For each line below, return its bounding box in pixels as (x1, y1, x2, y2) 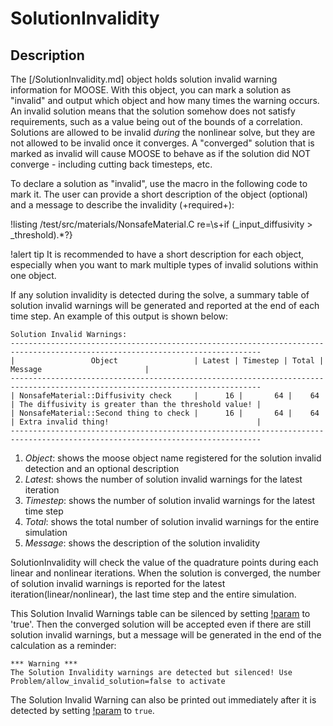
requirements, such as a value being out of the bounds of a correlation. (10, 116, 303, 127)
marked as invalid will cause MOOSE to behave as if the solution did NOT (10, 148, 312, 159)
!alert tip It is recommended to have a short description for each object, (10, 248, 305, 260)
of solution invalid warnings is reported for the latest (10, 578, 226, 589)
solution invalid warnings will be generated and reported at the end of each (10, 300, 320, 311)
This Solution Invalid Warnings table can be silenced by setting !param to (10, 608, 311, 619)
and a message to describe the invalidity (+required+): (10, 199, 235, 211)
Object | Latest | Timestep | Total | (90, 356, 325, 366)
